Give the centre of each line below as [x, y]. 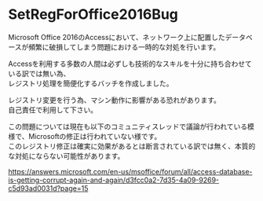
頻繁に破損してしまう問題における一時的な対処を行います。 [124, 47]
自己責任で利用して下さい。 [53, 110]
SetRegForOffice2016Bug [93, 15]
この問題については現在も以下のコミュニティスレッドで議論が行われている [128, 126]
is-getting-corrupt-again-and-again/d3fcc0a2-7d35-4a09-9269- [114, 180]
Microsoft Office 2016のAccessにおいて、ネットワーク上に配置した [117, 37]
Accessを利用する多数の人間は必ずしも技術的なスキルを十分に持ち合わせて [130, 64]
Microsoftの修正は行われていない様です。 [95, 136]
